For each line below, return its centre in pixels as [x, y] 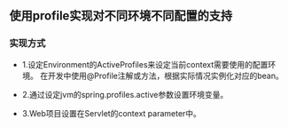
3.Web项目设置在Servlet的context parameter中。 [112, 113]
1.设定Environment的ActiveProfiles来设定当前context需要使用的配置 [145, 64]
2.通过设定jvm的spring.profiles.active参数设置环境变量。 [125, 94]
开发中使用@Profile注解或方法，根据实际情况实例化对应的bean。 [165, 75]
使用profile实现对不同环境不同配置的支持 [121, 16]
